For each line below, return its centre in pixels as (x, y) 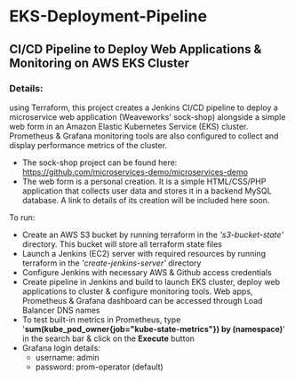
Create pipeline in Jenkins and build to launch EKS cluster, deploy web (151, 282)
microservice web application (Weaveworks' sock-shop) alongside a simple (147, 116)
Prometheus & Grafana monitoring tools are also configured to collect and (144, 136)
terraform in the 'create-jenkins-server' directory (112, 263)
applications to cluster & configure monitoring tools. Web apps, (137, 291)
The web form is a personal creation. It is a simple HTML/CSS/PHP (144, 181)
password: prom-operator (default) (100, 367)
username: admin (67, 357)
